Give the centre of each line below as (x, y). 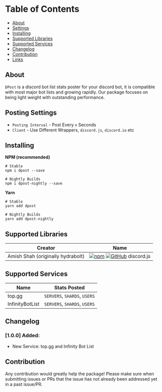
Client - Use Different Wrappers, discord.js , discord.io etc (73, 130)
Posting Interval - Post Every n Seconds (54, 125)
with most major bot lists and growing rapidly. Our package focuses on (77, 92)
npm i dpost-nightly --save (34, 183)
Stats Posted (69, 288)
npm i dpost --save (25, 171)
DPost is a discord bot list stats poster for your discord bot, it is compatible (80, 87)
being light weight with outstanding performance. (55, 97)
